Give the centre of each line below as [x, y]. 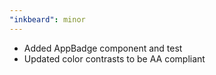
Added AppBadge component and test [103, 48]
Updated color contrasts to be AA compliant [114, 58]
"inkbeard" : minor [47, 19]
